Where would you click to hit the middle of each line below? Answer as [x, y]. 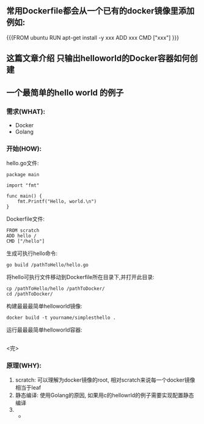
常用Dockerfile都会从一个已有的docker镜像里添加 [100, 11]
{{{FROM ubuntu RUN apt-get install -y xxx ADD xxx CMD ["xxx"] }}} [93, 37]
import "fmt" [23, 185]
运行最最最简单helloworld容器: [44, 330]
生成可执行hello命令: [32, 253]
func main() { [24, 196]
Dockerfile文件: [25, 219]
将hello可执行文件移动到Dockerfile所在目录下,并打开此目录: [80, 277]
